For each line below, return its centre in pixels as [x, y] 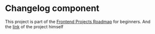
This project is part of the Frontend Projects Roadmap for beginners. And [78, 22]
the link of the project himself [34, 26]
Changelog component [52, 8]
